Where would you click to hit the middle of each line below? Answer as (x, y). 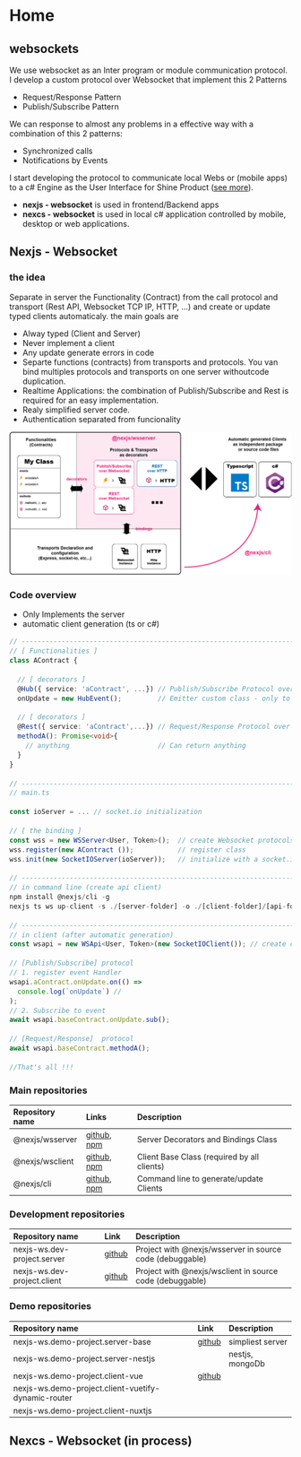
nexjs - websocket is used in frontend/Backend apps (120, 204)
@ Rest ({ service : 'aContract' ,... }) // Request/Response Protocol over (154, 727)
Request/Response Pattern (72, 97)
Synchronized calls (57, 151)
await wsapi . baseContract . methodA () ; (80, 1049)
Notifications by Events (65, 160)
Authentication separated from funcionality (101, 419)
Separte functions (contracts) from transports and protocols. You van (150, 362)
